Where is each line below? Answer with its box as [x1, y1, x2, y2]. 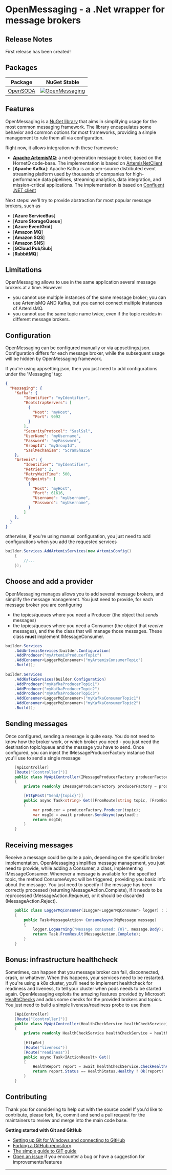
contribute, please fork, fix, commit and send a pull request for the [5, 1111, 145, 1118]
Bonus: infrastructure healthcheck [5, 955, 118, 964]
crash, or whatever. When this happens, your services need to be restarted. [5, 974, 165, 981]
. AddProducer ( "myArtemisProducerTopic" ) [14, 653, 102, 658]
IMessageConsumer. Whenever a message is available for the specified [5, 870, 157, 877]
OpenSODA [8, 87, 36, 94]
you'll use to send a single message [5, 755, 81, 761]
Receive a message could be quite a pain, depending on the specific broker [5, 854, 165, 860]
